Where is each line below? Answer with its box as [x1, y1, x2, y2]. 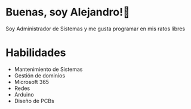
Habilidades [5, 46, 66, 60]
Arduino [14, 91, 34, 98]
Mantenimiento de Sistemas [14, 66, 83, 73]
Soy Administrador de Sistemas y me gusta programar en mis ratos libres [5, 25, 186, 32]
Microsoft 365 [14, 78, 49, 85]
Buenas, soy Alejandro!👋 [5, 5, 130, 19]
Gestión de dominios [14, 71, 66, 79]
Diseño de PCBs [14, 97, 54, 104]
